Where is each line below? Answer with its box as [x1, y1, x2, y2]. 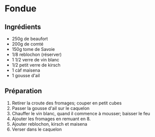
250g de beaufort [11, 36, 48, 42]
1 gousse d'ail [11, 73, 40, 78]
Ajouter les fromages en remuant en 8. [11, 116, 91, 122]
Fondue [4, 3, 37, 14]
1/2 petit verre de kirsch [11, 62, 61, 68]
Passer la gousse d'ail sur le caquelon [11, 105, 90, 111]
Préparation [4, 87, 42, 95]
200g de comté [11, 41, 44, 47]
